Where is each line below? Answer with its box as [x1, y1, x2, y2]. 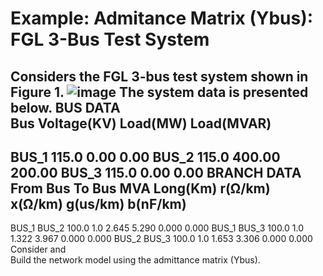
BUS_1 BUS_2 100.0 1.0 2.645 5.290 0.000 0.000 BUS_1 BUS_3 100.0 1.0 [10, 222, 305, 234]
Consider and [10, 243, 67, 256]
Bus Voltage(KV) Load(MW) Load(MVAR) [10, 115, 272, 132]
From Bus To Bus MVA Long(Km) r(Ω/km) [10, 180, 271, 197]
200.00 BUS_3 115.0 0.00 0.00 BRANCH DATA [10, 164, 302, 181]
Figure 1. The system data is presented [10, 83, 309, 101]
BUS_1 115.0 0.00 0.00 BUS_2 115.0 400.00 [10, 148, 281, 166]
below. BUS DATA [10, 99, 121, 116]
